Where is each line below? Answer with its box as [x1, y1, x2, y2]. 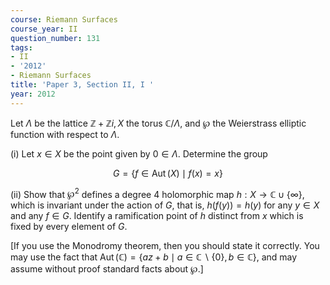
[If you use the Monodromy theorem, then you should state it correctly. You [10, 240, 320, 252]
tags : [10, 42, 33, 53]
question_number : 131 [10, 33, 101, 43]
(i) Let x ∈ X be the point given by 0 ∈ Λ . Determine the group [10, 147, 268, 160]
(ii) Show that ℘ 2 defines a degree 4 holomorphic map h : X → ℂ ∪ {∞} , [10, 186, 305, 200]
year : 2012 [10, 89, 56, 99]
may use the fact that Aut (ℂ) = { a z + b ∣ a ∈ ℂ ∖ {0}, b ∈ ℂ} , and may [10, 251, 298, 263]
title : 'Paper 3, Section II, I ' [10, 80, 155, 90]
